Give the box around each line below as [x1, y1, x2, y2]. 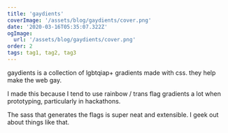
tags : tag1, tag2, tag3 [7, 50, 77, 57]
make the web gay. [7, 76, 62, 84]
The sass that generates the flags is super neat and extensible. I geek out [7, 110, 219, 119]
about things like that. [7, 118, 70, 126]
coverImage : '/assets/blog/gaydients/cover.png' [7, 17, 152, 24]
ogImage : [7, 29, 33, 37]
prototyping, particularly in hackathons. [7, 97, 121, 105]
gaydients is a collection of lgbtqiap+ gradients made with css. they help [7, 68, 216, 77]
